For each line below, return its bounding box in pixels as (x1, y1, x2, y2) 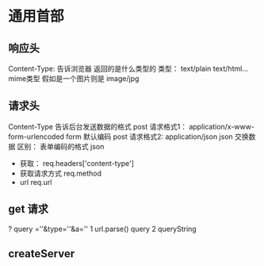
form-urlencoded (8, 132, 65, 141)
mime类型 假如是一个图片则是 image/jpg (8, 74, 140, 83)
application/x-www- (189, 121, 255, 131)
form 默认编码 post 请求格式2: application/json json (66, 132, 234, 141)
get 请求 (8, 202, 49, 216)
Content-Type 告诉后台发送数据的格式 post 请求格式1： (8, 121, 188, 131)
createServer (8, 247, 75, 260)
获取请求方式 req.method (19, 168, 101, 178)
